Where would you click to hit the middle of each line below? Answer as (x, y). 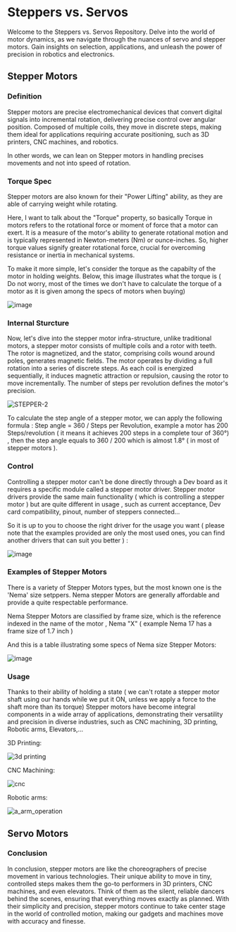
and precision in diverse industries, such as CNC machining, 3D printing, (113, 722)
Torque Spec (30, 181)
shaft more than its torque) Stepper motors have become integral (101, 707)
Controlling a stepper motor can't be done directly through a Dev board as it (117, 481)
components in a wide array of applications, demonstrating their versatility (115, 714)
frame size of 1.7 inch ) (40, 630)
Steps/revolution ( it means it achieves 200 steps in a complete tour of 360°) (118, 433)
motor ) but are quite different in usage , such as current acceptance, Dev (114, 504)
